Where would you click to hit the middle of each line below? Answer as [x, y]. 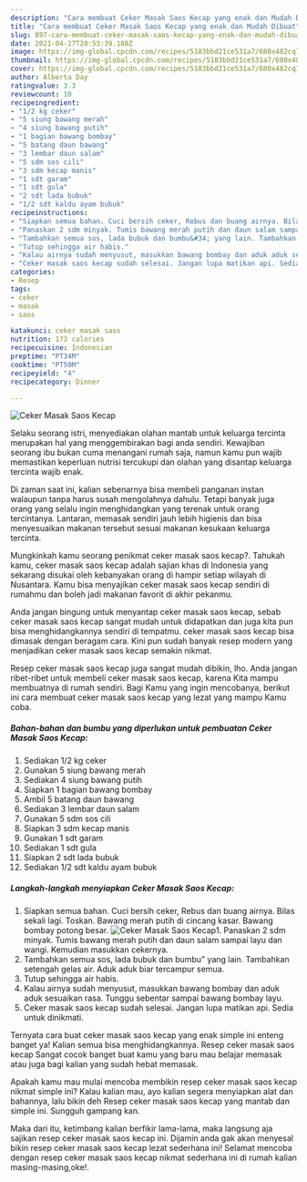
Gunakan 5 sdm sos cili [67, 819]
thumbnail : [31, 60]
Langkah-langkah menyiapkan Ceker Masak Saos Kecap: [123, 888]
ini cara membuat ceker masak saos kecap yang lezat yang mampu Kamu [148, 697]
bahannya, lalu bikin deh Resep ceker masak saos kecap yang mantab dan [150, 1101]
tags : [20, 289]
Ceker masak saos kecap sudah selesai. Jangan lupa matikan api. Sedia [159, 1008]
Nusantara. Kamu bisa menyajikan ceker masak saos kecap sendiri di [140, 585]
